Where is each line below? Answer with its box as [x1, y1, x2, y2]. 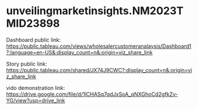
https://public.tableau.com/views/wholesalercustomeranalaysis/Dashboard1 [6, 43, 191, 50]
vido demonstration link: [6, 84, 65, 91]
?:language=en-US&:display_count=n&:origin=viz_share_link [6, 48, 153, 56]
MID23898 [6, 17, 60, 30]
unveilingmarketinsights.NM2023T [6, 4, 184, 18]
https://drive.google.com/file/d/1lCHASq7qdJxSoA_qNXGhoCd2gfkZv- [6, 90, 178, 98]
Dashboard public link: [6, 36, 61, 43]
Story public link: [6, 60, 47, 67]
